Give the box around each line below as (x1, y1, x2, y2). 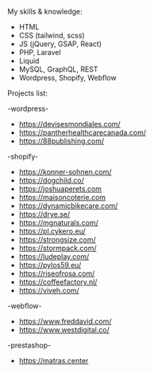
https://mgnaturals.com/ (18, 218, 98, 227)
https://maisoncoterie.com (18, 193, 106, 202)
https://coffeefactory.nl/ (18, 277, 98, 286)
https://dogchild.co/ (18, 175, 84, 185)
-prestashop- (7, 340, 52, 350)
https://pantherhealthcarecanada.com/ (18, 128, 147, 137)
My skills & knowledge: (7, 7, 83, 16)
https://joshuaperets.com (18, 184, 102, 194)
